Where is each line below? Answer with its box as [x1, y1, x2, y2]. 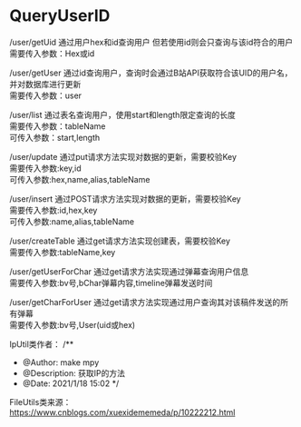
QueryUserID [9, 5, 111, 26]
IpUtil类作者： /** [9, 338, 74, 350]
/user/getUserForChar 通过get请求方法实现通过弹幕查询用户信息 [9, 265, 249, 277]
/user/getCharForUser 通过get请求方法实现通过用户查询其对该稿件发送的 [9, 296, 281, 307]
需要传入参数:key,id [9, 163, 82, 174]
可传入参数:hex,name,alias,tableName [9, 174, 150, 184]
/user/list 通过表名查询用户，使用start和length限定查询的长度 [9, 109, 236, 120]
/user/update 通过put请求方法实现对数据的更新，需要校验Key [9, 151, 238, 162]
